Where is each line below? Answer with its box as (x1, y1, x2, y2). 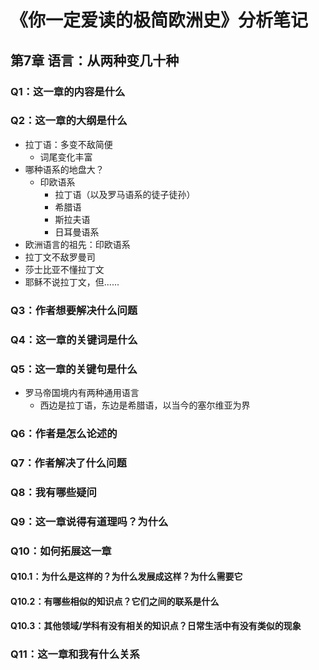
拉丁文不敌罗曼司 (24, 251, 96, 263)
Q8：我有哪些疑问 (10, 485, 97, 499)
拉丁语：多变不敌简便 (24, 138, 113, 150)
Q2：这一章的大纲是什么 (10, 114, 128, 128)
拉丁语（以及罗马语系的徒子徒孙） (54, 188, 196, 200)
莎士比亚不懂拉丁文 (24, 263, 105, 275)
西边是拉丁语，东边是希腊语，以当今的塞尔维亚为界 (39, 399, 251, 411)
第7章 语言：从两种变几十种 (10, 52, 180, 69)
